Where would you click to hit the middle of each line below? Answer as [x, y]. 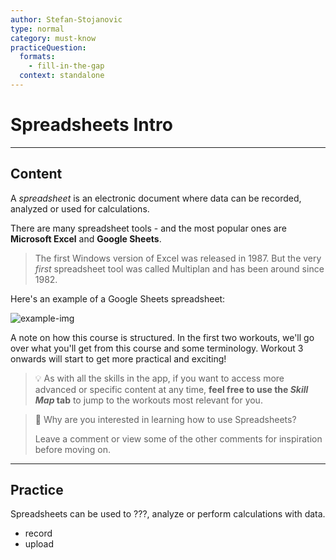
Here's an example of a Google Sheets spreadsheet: [118, 298]
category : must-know [53, 38]
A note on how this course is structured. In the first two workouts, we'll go [162, 337]
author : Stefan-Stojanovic [66, 19]
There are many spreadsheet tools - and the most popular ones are [148, 228]
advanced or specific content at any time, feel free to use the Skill [171, 389]
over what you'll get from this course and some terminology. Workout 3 [157, 348]
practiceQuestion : [48, 47]
